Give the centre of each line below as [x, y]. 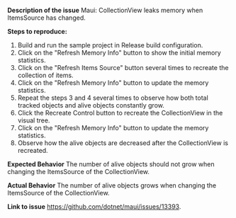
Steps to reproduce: [37, 31]
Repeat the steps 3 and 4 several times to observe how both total [113, 98]
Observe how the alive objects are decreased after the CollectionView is [123, 143]
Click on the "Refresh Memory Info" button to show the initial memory [119, 53]
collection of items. [45, 75]
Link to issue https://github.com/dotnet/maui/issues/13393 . [94, 207]
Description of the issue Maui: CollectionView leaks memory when [105, 10]
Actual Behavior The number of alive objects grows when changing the [112, 185]
